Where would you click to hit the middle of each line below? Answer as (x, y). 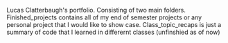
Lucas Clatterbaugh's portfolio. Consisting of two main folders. (96, 10)
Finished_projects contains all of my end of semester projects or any (104, 17)
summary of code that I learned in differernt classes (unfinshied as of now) (113, 32)
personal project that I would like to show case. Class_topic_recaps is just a (114, 25)
